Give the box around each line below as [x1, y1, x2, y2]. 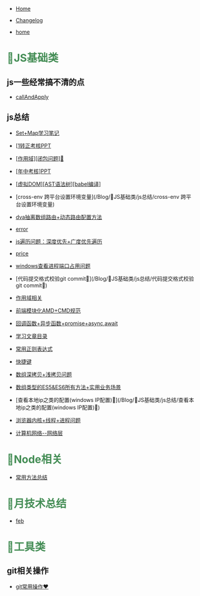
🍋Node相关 [7, 453, 62, 466]
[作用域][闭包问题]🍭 [15, 154, 64, 162]
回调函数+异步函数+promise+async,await [15, 320, 118, 327]
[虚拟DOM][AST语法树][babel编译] [15, 180, 102, 187]
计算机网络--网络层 [15, 429, 63, 436]
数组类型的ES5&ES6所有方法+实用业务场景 [15, 383, 121, 391]
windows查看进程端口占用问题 [15, 262, 91, 269]
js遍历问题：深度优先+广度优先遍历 [15, 237, 103, 245]
